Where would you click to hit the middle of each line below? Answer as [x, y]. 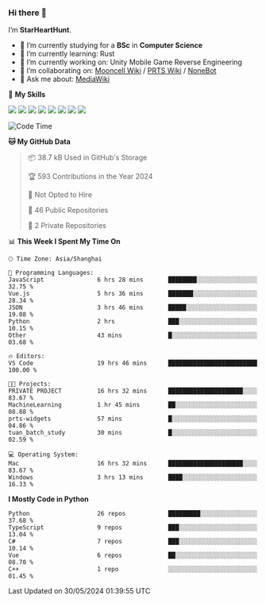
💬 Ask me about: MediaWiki [64, 79]
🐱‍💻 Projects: [30, 385]
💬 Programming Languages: [51, 273]
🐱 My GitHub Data [40, 141]
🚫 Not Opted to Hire [60, 195]
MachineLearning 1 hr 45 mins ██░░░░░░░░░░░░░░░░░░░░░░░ [133, 405]
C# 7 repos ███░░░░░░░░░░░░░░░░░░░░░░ [133, 542]
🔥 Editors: [27, 357]
